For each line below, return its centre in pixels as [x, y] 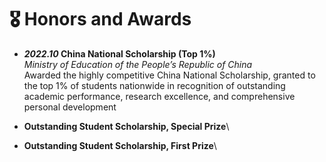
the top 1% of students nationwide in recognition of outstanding [154, 85]
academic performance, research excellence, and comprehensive [159, 96]
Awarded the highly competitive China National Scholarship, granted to [169, 75]
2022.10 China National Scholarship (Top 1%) [119, 53]
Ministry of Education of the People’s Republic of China [138, 64]
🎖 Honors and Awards [100, 19]
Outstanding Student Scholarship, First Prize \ [120, 145]
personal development [70, 107]
